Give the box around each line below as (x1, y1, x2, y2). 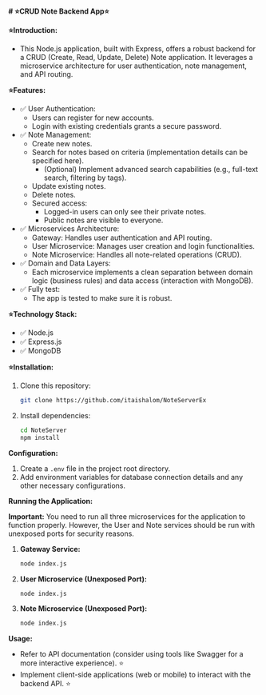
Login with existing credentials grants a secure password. (31, 122, 222, 130)
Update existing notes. (31, 182, 106, 190)
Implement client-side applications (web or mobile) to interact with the (19, 670, 252, 680)
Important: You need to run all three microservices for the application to (8, 511, 246, 521)
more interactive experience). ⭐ (19, 658, 125, 668)
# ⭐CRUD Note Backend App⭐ (8, 6, 109, 16)
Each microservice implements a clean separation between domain (31, 267, 253, 277)
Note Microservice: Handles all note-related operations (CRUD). (31, 250, 242, 259)
